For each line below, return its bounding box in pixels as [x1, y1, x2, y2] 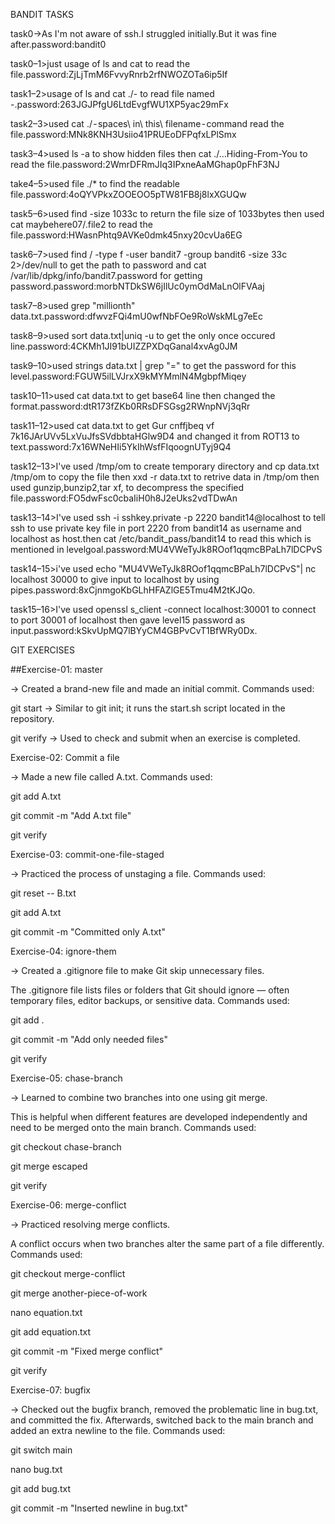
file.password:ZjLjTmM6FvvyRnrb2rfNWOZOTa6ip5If [10, 69, 228, 80]
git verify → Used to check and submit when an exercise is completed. [10, 732, 301, 744]
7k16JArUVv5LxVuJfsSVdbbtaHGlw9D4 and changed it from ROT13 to [10, 430, 300, 442]
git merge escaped [10, 1160, 88, 1172]
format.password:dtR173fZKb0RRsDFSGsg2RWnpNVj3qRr [10, 400, 251, 412]
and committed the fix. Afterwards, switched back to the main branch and [10, 1414, 314, 1426]
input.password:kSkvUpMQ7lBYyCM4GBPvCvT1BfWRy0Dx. [10, 625, 258, 636]
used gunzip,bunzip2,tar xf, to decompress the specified [10, 482, 245, 493]
